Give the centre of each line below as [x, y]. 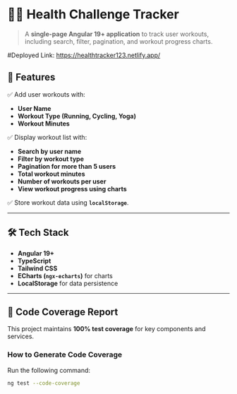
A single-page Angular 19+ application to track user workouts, [117, 34]
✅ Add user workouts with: [47, 94]
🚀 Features [31, 77]
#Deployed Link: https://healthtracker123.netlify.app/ [84, 55]
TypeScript [34, 261]
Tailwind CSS [37, 268]
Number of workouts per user [62, 181]
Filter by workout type [51, 159]
